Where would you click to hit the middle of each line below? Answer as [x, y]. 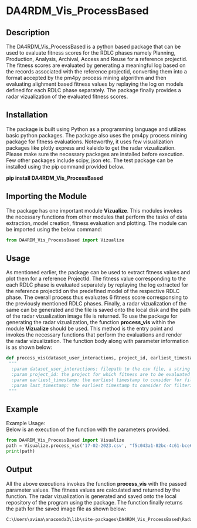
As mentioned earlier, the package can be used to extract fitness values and [98, 273]
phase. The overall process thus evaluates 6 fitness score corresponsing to [97, 297]
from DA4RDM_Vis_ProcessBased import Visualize [65, 440]
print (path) [21, 451]
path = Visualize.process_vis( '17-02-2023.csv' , [67, 446]
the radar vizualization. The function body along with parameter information [98, 341]
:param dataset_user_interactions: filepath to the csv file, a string [101, 369]
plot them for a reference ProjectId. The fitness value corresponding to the [96, 279]
